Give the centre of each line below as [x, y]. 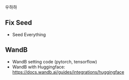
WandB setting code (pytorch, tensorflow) [54, 61]
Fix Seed [19, 23]
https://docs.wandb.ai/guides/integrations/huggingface [68, 72]
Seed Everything [29, 34]
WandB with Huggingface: [39, 67]
